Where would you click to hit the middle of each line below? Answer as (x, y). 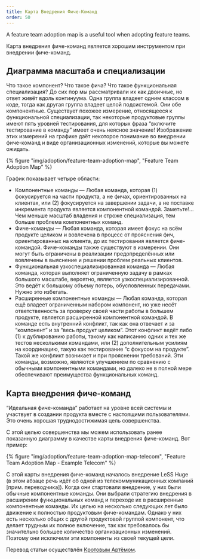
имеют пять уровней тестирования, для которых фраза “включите (91, 124)
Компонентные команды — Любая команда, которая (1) (86, 190)
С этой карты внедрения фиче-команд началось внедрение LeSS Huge (97, 475)
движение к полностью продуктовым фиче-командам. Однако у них (94, 513)
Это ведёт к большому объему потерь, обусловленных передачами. (103, 285)
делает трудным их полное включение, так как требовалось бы (88, 525)
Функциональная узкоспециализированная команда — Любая (95, 266)
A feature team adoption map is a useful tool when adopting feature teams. (99, 34)
